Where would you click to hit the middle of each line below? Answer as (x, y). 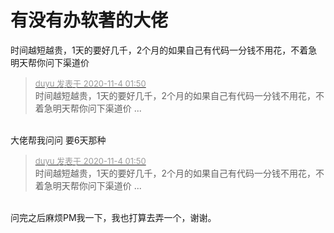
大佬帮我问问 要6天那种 (58, 140)
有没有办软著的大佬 (89, 20)
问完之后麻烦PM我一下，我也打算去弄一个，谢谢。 (113, 217)
